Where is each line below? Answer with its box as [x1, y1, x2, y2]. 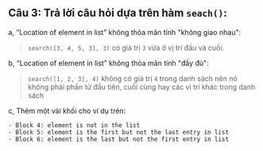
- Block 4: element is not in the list [8, 121, 141, 130]
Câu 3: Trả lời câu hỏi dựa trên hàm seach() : [8, 6, 228, 20]
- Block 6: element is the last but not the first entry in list [8, 135, 229, 143]
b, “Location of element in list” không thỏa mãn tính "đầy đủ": [8, 58, 209, 68]
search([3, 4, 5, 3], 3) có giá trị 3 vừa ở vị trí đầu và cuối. [27, 43, 225, 52]
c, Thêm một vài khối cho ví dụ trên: [8, 106, 126, 115]
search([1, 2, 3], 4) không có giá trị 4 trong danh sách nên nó [27, 73, 238, 83]
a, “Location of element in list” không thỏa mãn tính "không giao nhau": [8, 27, 241, 37]
